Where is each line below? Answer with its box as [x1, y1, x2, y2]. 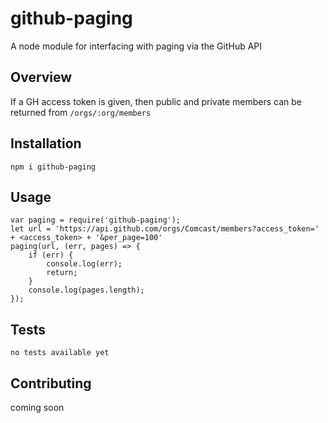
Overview [10, 69, 73, 86]
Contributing [10, 375, 92, 392]
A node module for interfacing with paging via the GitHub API [10, 40, 263, 52]
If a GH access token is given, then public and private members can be [10, 95, 303, 107]
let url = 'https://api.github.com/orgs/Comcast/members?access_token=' [10, 224, 320, 234]
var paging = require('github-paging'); [10, 215, 182, 226]
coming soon [10, 402, 65, 413]
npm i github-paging [10, 162, 97, 172]
